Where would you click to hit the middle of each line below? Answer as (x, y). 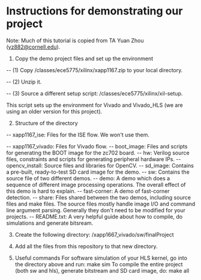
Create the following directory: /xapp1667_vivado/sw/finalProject (94, 234)
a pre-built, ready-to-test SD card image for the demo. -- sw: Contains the (98, 172)
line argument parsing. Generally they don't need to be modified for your (96, 210)
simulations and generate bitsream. (50, 223)
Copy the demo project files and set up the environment (84, 58)
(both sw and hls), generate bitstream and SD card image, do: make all (102, 270)
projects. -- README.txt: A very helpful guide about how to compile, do (94, 216)
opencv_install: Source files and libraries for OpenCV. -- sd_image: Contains (100, 165)
